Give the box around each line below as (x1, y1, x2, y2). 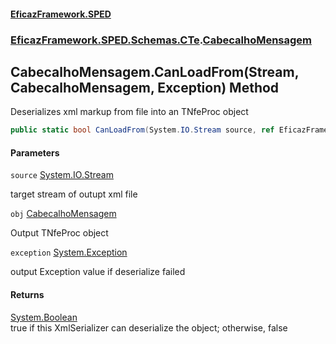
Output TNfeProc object (10, 227, 109, 239)
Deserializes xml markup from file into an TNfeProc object (10, 106, 249, 118)
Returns (10, 289, 45, 300)
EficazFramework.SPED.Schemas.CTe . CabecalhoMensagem (10, 33, 313, 47)
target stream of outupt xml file (10, 188, 138, 200)
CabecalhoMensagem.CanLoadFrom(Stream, (10, 63, 300, 80)
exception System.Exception (10, 246, 128, 259)
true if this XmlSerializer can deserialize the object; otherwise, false (10, 321, 288, 334)
